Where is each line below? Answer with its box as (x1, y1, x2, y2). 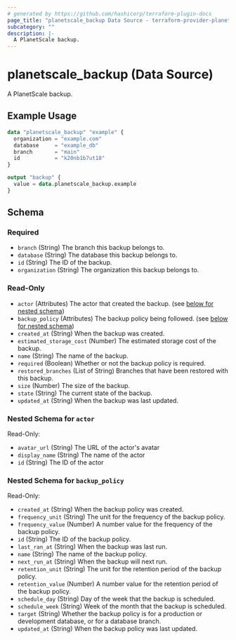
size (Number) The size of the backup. (17, 381, 131, 389)
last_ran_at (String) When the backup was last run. (17, 542, 167, 551)
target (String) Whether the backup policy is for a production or (17, 610, 202, 618)
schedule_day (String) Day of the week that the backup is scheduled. (17, 594, 216, 604)
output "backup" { (7, 174, 61, 181)
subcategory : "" (7, 23, 55, 30)
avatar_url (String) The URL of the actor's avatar (17, 444, 160, 452)
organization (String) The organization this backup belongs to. (17, 266, 199, 274)
